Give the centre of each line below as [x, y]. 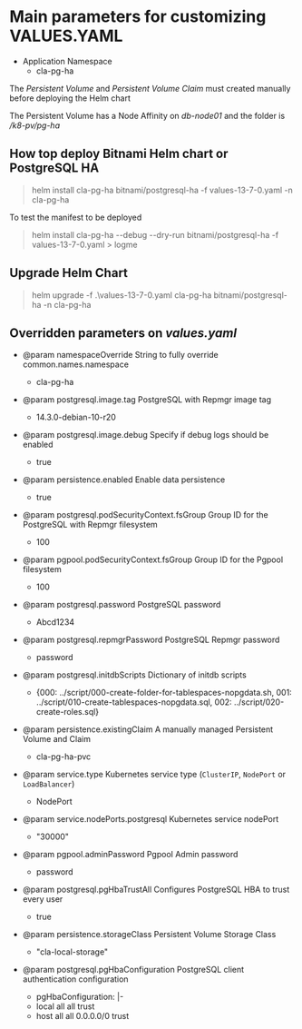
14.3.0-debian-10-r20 [76, 417]
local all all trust [65, 1006]
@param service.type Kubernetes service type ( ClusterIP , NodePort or [154, 775]
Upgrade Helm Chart [69, 273]
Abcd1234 [55, 622]
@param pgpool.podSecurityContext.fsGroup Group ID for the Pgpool [153, 559]
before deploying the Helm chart [70, 98]
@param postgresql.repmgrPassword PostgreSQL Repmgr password [151, 640]
